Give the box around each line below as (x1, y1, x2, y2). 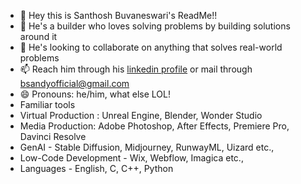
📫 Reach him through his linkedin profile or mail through (19, 63, 253, 75)
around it (19, 31, 58, 42)
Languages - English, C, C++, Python (19, 163, 174, 174)
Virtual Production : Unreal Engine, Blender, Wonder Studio (19, 110, 263, 121)
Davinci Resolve (19, 131, 87, 142)
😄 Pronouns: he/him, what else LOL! (19, 88, 171, 100)
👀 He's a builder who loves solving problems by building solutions (19, 20, 291, 32)
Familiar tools (19, 99, 76, 110)
